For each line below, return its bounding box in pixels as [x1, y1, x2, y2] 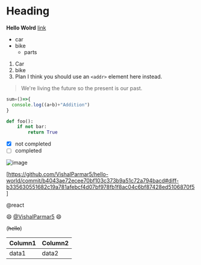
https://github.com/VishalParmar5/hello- [8, 171, 109, 178]
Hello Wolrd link [6, 24, 46, 31]
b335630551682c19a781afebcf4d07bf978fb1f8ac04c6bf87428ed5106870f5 [6, 183, 195, 190]
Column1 [9, 239, 36, 248]
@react [6, 201, 25, 209]
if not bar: [17, 124, 47, 130]
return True [28, 129, 58, 136]
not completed [14, 140, 51, 148]
